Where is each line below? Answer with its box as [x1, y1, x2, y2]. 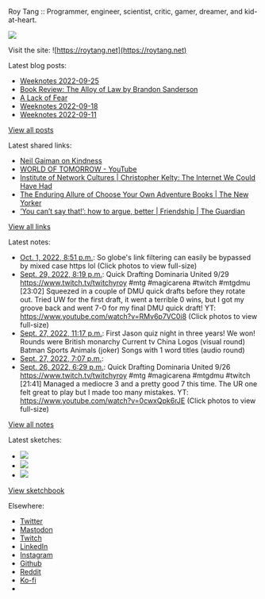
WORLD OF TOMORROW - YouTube [19, 164, 137, 174]
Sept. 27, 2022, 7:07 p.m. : [19, 354, 105, 363]
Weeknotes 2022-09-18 [19, 102, 98, 110]
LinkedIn [19, 542, 48, 551]
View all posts [8, 125, 54, 134]
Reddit [19, 567, 41, 576]
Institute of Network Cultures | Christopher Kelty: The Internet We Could [19, 173, 255, 182]
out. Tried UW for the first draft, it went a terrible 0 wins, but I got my [19, 295, 244, 304]
